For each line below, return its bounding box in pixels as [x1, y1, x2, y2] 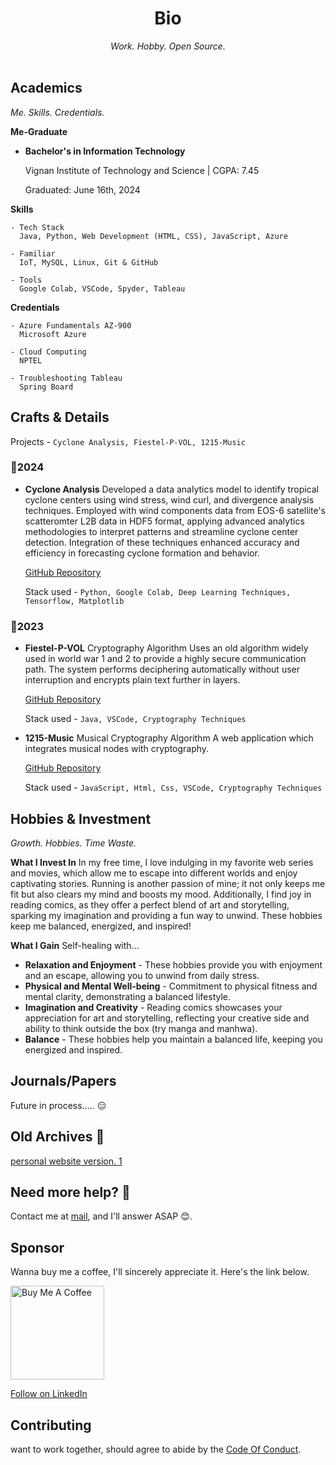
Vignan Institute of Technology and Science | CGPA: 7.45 [24, 164, 260, 176]
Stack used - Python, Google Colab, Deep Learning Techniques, [24, 585, 292, 597]
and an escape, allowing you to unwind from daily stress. [24, 969, 260, 981]
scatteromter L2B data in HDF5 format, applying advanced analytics [24, 515, 305, 527]
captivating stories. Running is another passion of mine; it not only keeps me [10, 877, 326, 889]
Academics [10, 80, 83, 97]
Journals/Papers [10, 1073, 117, 1090]
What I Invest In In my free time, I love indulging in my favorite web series [10, 856, 314, 868]
